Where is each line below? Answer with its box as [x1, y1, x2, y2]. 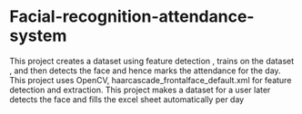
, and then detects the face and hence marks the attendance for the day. [9, 65, 281, 76]
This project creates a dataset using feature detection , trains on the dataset [9, 55, 295, 66]
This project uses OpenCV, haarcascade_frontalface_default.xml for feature [9, 74, 292, 85]
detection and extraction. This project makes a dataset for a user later [9, 84, 271, 95]
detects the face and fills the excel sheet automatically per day [9, 93, 245, 105]
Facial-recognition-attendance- [9, 6, 255, 27]
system [9, 25, 67, 46]
